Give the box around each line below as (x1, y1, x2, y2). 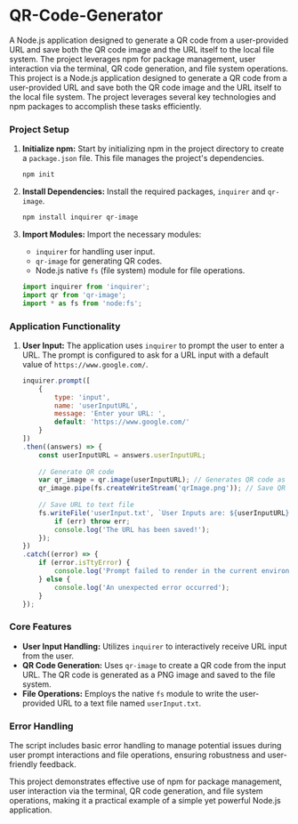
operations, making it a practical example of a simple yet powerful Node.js (9, 796, 282, 805)
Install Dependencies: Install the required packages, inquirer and (21, 186, 266, 197)
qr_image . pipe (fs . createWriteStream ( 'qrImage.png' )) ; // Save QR (38, 484, 286, 493)
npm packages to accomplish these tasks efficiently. (9, 101, 202, 111)
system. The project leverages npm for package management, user (9, 53, 256, 64)
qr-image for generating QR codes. (35, 255, 163, 266)
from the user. (21, 650, 74, 661)
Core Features (9, 620, 72, 633)
